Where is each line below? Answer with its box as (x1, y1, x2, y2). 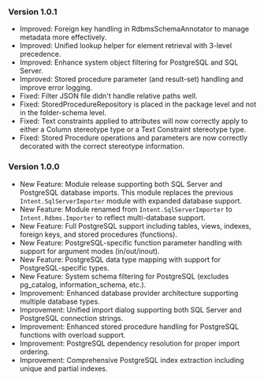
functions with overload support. (19, 330, 126, 339)
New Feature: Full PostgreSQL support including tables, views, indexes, (19, 221, 252, 230)
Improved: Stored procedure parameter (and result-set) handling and (19, 74, 244, 84)
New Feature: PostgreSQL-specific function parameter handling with (19, 237, 243, 247)
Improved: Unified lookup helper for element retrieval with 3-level (19, 41, 232, 50)
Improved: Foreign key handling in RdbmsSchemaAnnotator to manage (19, 24, 250, 34)
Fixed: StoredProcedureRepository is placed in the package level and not (19, 99, 257, 109)
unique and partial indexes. (19, 364, 108, 373)
